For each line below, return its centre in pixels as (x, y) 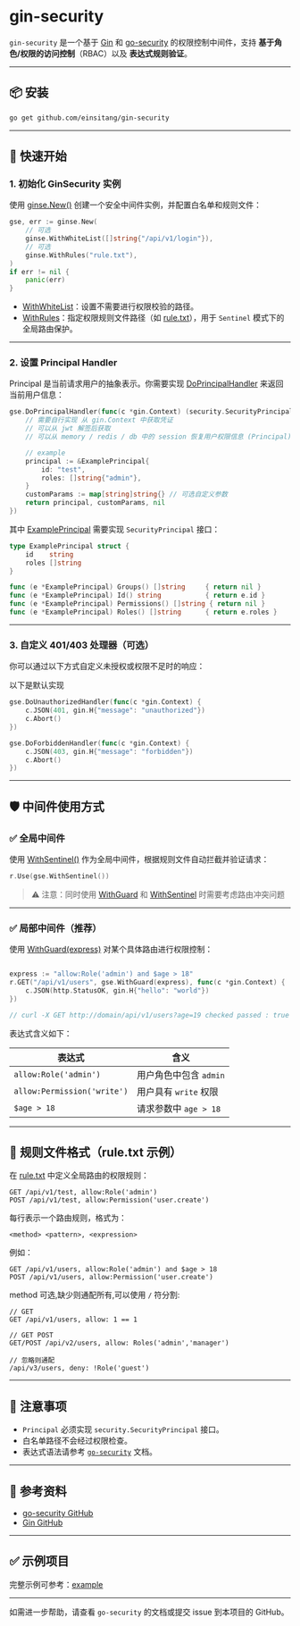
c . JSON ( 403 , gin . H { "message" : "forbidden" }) (109, 751)
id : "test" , (64, 469)
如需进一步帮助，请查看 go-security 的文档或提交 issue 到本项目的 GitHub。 (149, 1612)
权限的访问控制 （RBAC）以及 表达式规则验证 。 (106, 53)
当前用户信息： (37, 395)
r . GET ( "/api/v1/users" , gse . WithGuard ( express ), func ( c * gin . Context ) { (147, 983)
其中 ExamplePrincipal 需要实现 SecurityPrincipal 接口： (115, 529)
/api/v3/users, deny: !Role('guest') (79, 1369)
